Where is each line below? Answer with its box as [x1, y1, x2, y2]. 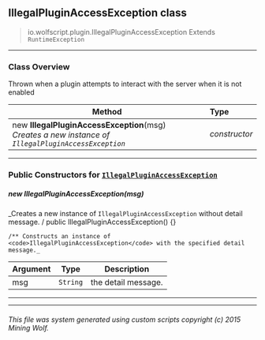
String [58, 278, 84, 286]
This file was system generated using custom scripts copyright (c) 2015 [8, 315, 241, 324]
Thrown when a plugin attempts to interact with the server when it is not [8, 79, 242, 89]
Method [91, 106, 122, 118]
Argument [12, 263, 51, 275]
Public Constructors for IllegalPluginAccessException [8, 170, 218, 181]
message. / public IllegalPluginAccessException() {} [8, 217, 177, 226]
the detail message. [90, 277, 163, 287]
